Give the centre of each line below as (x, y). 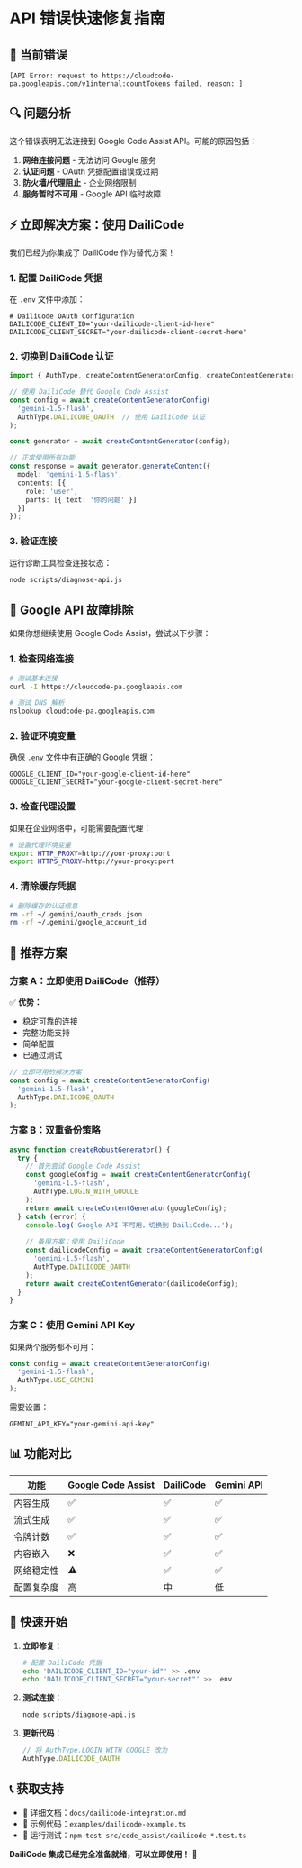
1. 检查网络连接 (42, 659)
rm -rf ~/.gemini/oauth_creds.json (76, 914)
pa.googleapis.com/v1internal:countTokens (90, 84)
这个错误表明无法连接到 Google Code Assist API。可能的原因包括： (133, 141)
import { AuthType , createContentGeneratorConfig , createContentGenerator (152, 376)
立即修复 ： (42, 1645)
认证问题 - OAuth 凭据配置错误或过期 (90, 171)
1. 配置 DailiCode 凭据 (56, 278)
